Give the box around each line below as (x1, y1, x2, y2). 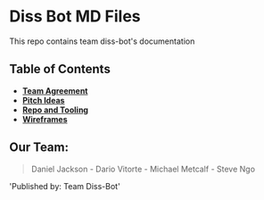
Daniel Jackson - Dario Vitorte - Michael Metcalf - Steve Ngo (30, 163, 256, 174)
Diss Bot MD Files (9, 6, 141, 27)
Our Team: (9, 140, 70, 155)
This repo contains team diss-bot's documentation (9, 36, 195, 46)
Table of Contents (9, 62, 111, 77)
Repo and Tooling (21, 104, 89, 115)
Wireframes (21, 113, 68, 124)
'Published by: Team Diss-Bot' (9, 180, 120, 191)
